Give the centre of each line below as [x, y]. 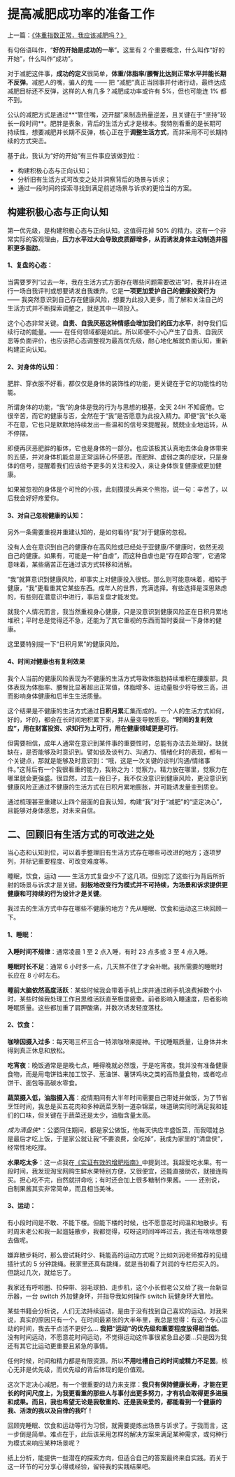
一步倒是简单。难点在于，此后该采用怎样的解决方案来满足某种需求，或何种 [114, 1434]
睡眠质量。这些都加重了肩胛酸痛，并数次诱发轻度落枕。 [87, 1007]
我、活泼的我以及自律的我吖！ [50, 1411]
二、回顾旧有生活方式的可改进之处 [81, 834]
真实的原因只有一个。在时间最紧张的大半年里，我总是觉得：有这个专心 [120, 1320]
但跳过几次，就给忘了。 [41, 1272]
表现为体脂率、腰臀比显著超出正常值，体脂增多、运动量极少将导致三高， [117, 687]
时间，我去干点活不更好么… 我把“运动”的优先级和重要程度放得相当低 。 [121, 1328]
